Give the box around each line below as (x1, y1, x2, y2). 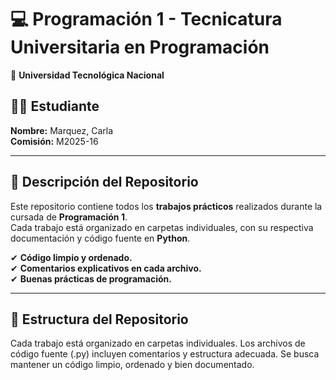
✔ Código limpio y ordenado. (10, 251, 133, 263)
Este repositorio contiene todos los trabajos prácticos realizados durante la (10, 200, 323, 212)
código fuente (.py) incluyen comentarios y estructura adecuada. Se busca (10, 348, 320, 360)
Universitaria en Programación (10, 36, 270, 59)
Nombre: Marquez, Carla (10, 124, 114, 136)
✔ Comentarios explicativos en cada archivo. (10, 262, 202, 274)
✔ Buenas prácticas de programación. (10, 272, 172, 285)
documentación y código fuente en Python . (10, 232, 191, 244)
